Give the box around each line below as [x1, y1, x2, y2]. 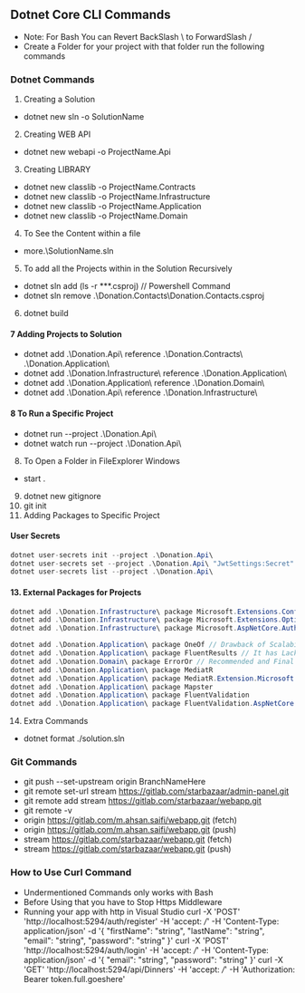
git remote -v [23, 805, 72, 816]
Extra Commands [23, 716, 89, 727]
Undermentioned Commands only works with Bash [23, 887, 214, 898]
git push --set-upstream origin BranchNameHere [23, 776, 206, 787]
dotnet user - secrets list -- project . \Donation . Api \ [10, 567, 214, 576]
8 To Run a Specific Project [10, 408, 114, 419]
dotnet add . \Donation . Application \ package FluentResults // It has [10, 649, 279, 658]
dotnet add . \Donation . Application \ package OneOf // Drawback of [10, 641, 266, 650]
